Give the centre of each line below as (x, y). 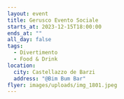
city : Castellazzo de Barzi (55, 72)
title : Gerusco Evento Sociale (53, 20)
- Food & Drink (36, 59)
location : (22, 66)
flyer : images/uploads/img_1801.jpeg (62, 85)
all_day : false (29, 40)
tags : (15, 46)
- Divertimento (36, 53)
